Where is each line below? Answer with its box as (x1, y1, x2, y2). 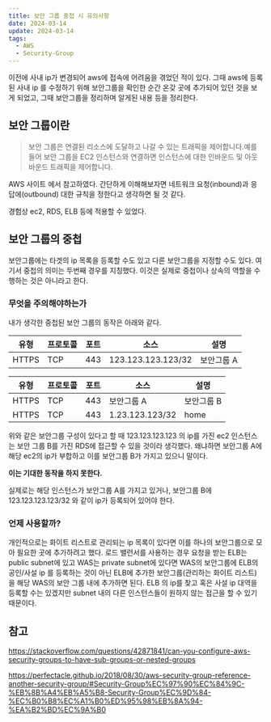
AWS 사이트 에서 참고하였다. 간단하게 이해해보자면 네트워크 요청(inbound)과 (8, 179, 249, 188)
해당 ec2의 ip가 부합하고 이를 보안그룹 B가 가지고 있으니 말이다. (8, 450, 209, 461)
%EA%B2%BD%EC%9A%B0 (8, 705, 107, 715)
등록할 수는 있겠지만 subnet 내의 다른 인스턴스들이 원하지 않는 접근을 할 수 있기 (8, 588, 257, 598)
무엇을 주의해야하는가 (8, 298, 87, 309)
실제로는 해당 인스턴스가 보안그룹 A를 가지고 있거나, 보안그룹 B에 (8, 485, 213, 495)
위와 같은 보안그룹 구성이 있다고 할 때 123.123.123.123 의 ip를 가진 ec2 (8, 430, 230, 441)
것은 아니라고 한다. (29, 276, 89, 285)
